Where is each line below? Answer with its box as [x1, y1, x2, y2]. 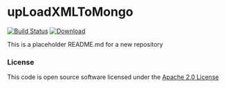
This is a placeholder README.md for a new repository [7, 40, 164, 48]
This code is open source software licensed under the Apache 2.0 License [7, 73, 219, 81]
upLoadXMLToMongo [7, 4, 133, 20]
